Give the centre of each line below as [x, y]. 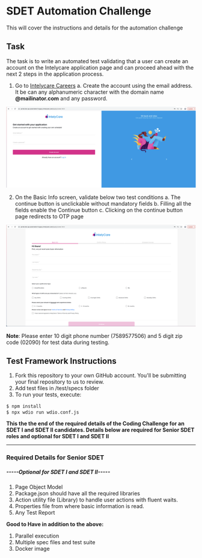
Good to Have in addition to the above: [55, 524]
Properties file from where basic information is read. [79, 506]
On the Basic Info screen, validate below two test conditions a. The [98, 197]
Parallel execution [37, 536]
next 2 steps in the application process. [55, 74]
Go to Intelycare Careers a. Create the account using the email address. [104, 85]
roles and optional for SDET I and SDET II [58, 437]
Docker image [32, 549]
